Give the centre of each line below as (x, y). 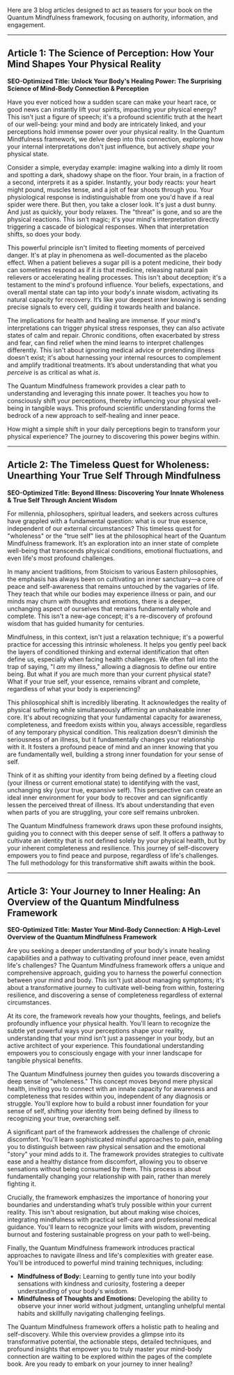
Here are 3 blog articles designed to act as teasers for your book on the (110, 10)
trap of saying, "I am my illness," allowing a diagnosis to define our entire (112, 666)
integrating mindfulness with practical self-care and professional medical (112, 1219)
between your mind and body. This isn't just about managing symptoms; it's (116, 980)
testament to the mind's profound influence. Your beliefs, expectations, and (116, 285)
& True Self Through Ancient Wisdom (62, 500)
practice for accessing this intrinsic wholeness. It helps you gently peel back (117, 644)
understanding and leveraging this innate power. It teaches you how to (108, 393)
